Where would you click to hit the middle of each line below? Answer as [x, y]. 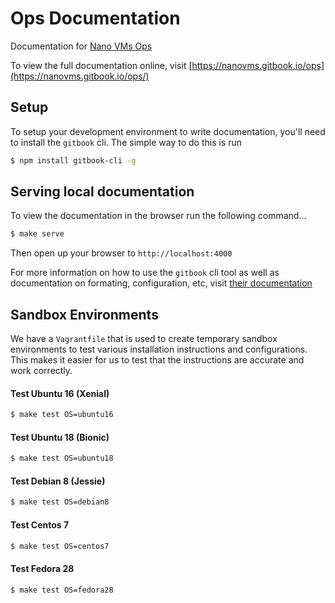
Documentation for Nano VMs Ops [81, 46]
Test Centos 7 [40, 524]
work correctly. [41, 371]
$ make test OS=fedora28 [62, 590]
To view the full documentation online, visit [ [101, 65]
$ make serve [37, 234]
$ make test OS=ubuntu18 [62, 458]
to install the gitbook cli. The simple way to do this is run [126, 142]
